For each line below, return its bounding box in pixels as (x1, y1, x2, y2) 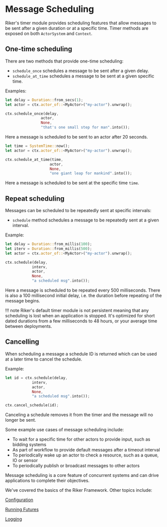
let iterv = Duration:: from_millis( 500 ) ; (5, 246, 92, 251)
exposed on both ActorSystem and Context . (5, 30, 93, 36)
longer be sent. (5, 417, 36, 423)
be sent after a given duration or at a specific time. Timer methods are (5, 25, 149, 31)
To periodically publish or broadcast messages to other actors (12, 463, 140, 469)
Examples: (5, 88, 26, 94)
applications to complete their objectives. (5, 478, 90, 484)
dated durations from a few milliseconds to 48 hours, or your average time (5, 318, 158, 324)
